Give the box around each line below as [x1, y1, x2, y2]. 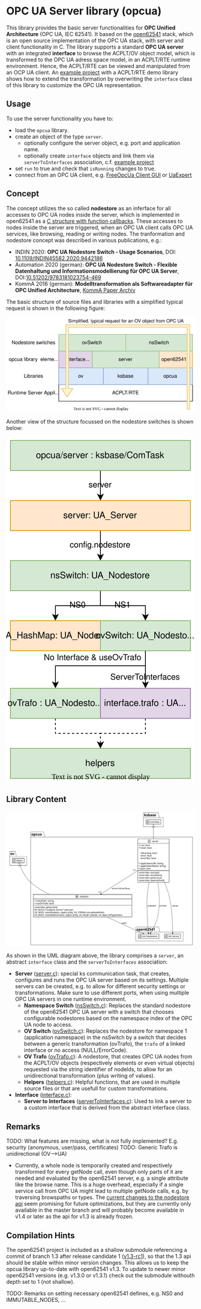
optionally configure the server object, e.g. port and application [23, 139, 181, 147]
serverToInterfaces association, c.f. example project [23, 158, 154, 166]
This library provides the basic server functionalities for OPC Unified [6, 24, 176, 31]
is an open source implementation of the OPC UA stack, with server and [6, 37, 184, 44]
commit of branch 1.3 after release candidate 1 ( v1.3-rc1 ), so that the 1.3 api [6, 1253, 191, 1260]
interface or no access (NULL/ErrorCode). [23, 1046, 128, 1054]
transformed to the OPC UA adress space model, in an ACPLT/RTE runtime [6, 56, 190, 63]
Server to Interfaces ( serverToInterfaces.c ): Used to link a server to [23, 1098, 192, 1105]
